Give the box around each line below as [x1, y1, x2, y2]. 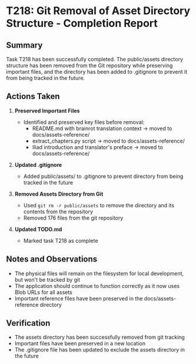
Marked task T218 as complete [23, 237, 98, 244]
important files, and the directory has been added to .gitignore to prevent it [6, 68, 187, 75]
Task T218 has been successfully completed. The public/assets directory [6, 56, 184, 62]
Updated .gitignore [14, 161, 62, 168]
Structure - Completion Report [6, 16, 158, 30]
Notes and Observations [6, 254, 98, 264]
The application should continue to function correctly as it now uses [14, 282, 180, 289]
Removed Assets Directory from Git [14, 190, 104, 197]
